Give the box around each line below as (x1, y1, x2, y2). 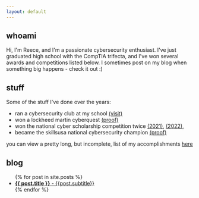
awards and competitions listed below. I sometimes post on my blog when (6, 59, 187, 66)
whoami (6, 31, 37, 41)
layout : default (6, 8, 46, 15)
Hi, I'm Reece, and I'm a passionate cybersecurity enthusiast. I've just (6, 46, 176, 54)
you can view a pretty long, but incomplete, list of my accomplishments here (6, 140, 193, 147)
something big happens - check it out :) (6, 65, 103, 73)
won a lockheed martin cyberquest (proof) (14, 117, 119, 124)
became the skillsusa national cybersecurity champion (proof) (14, 129, 167, 136)
